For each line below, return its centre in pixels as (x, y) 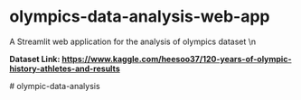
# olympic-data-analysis (55, 86)
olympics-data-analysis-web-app (140, 17)
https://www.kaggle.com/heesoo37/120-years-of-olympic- (177, 59)
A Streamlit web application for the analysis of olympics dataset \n (133, 41)
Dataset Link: (35, 59)
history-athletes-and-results (65, 68)
